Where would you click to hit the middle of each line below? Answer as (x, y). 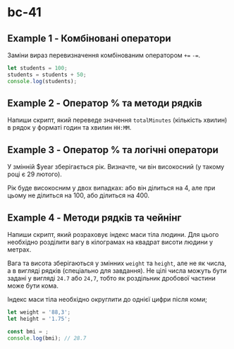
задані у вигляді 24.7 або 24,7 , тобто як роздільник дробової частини (112, 278)
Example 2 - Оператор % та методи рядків (105, 103)
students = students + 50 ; (47, 75)
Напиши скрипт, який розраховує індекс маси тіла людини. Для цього (113, 235)
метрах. (19, 250)
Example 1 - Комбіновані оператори (89, 38)
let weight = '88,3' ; (39, 312)
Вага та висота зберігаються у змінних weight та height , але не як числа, (117, 263)
